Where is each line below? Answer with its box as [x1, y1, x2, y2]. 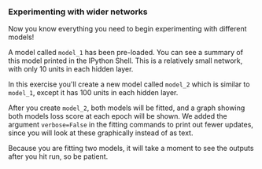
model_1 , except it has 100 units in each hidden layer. [8, 88, 179, 97]
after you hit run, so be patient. [8, 152, 109, 161]
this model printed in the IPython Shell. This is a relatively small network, [8, 56, 243, 65]
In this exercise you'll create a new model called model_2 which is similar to [8, 79, 250, 89]
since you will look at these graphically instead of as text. [8, 128, 194, 138]
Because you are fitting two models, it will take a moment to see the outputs [8, 144, 254, 153]
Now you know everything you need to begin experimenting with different [8, 24, 247, 34]
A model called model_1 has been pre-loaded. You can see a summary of [8, 48, 244, 57]
